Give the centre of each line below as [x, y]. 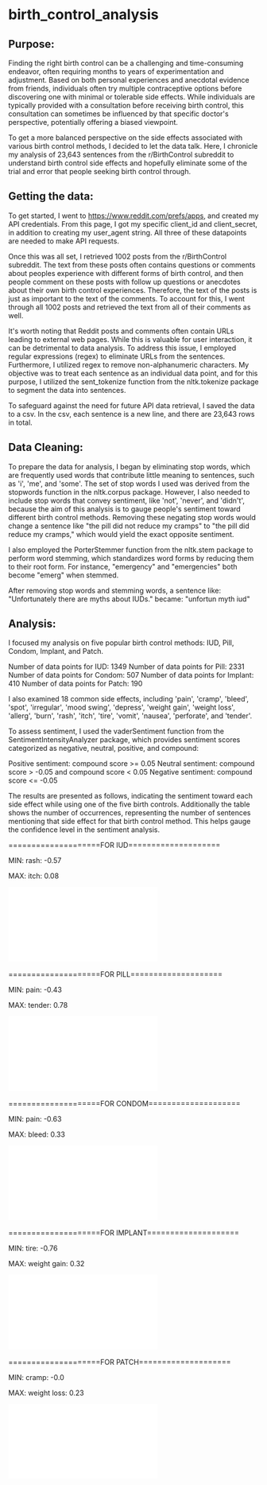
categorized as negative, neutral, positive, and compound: [103, 748]
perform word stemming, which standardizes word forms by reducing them [131, 558]
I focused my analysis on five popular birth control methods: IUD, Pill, [121, 643]
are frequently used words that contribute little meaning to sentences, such [132, 475]
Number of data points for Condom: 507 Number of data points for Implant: [131, 675]
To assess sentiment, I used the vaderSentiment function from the [116, 731]
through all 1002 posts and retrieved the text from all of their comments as [130, 307]
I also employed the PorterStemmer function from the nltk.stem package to [131, 550]
